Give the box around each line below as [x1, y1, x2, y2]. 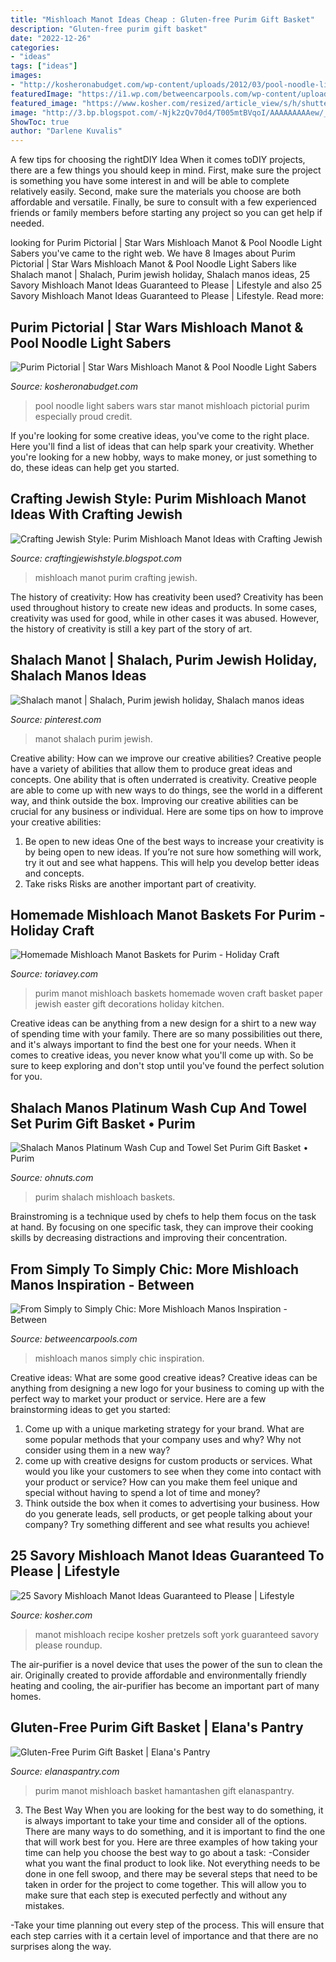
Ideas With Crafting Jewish [10, 506, 183, 523]
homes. [10, 1690, 42, 1702]
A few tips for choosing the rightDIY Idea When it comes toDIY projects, [10, 154, 306, 166]
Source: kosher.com [10, 1609, 93, 1621]
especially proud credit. [34, 410, 133, 422]
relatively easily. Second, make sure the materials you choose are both [10, 186, 302, 198]
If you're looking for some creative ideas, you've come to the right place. [10, 429, 310, 441]
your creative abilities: [10, 816, 102, 828]
